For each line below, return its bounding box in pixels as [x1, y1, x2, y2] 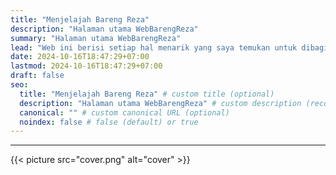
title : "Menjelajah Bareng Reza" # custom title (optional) [19, 89, 275, 99]
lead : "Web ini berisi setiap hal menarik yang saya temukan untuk [10, 42, 298, 53]
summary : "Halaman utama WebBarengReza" [10, 33, 182, 43]
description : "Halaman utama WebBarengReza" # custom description [19, 98, 302, 108]
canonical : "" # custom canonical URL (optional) [19, 107, 230, 118]
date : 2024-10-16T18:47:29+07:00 [10, 52, 150, 62]
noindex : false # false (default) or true [19, 117, 199, 127]
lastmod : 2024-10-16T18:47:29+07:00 [10, 61, 163, 71]
